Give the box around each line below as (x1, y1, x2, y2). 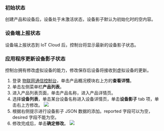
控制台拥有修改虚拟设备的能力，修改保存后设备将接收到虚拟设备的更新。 (5, 67, 151, 73)
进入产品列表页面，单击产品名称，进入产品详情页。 (12, 89, 116, 96)
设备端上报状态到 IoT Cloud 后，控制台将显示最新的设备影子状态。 (5, 42, 139, 47)
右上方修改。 (16, 102, 43, 108)
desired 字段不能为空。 (12, 114, 59, 120)
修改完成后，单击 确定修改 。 (12, 120, 69, 126)
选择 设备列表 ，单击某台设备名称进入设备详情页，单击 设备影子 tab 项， (12, 96, 155, 102)
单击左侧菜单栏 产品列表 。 (12, 84, 64, 89)
